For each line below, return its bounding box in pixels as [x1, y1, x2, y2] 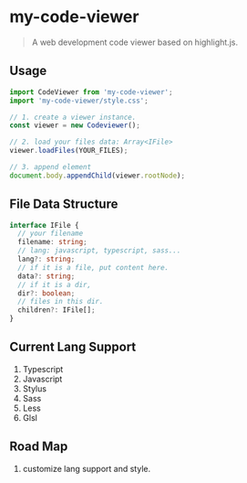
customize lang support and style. [22, 463, 151, 474]
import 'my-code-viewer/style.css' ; [9, 96, 149, 105]
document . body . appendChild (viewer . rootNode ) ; [9, 171, 185, 180]
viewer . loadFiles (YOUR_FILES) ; [9, 146, 129, 156]
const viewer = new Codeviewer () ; [9, 121, 141, 130]
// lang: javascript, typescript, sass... [17, 246, 181, 255]
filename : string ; [17, 238, 88, 247]
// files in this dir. [17, 297, 104, 306]
